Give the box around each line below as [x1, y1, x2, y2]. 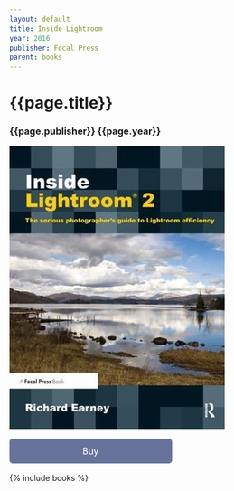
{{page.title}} [9, 93, 113, 113]
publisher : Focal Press [9, 43, 99, 52]
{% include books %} [9, 472, 89, 483]
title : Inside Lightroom [9, 24, 103, 33]
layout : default [9, 14, 70, 24]
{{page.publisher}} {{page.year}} [9, 125, 161, 137]
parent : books [9, 52, 63, 62]
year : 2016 [9, 33, 51, 42]
